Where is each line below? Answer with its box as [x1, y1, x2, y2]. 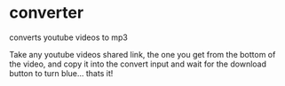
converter [9, 3, 84, 23]
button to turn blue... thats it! [9, 67, 114, 78]
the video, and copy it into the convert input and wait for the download [9, 59, 267, 69]
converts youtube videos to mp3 [9, 32, 129, 43]
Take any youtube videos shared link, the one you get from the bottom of [9, 49, 276, 59]
